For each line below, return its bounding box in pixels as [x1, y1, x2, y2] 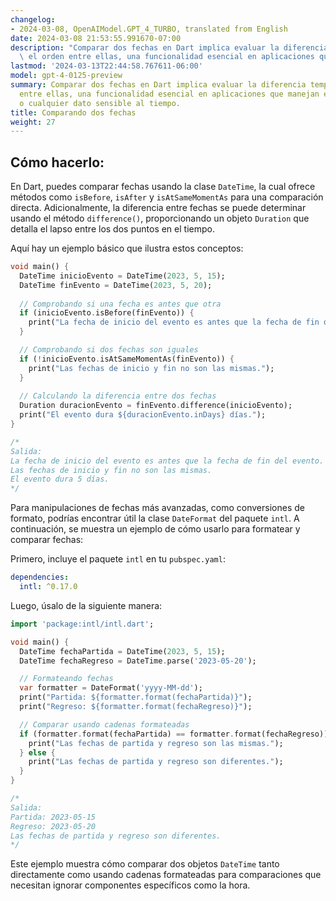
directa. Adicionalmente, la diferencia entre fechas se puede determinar [10, 202, 307, 214]
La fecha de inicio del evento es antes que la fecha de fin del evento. [10, 456, 325, 466]
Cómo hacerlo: [10, 154, 105, 171]
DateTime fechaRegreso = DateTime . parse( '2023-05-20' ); [19, 656, 257, 666]
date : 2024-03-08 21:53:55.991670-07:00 [10, 33, 182, 43]
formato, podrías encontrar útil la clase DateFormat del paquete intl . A [10, 512, 300, 525]
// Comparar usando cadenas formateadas [19, 719, 190, 730]
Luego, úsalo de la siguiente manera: [10, 599, 163, 611]
